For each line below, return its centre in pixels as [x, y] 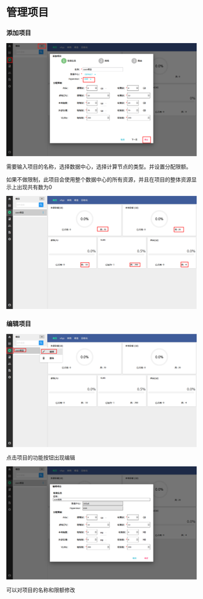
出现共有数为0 [34, 187]
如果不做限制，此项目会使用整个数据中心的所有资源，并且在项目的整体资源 [99, 180]
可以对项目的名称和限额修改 [41, 590]
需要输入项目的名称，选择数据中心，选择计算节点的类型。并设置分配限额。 [99, 167]
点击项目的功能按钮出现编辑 [41, 458]
